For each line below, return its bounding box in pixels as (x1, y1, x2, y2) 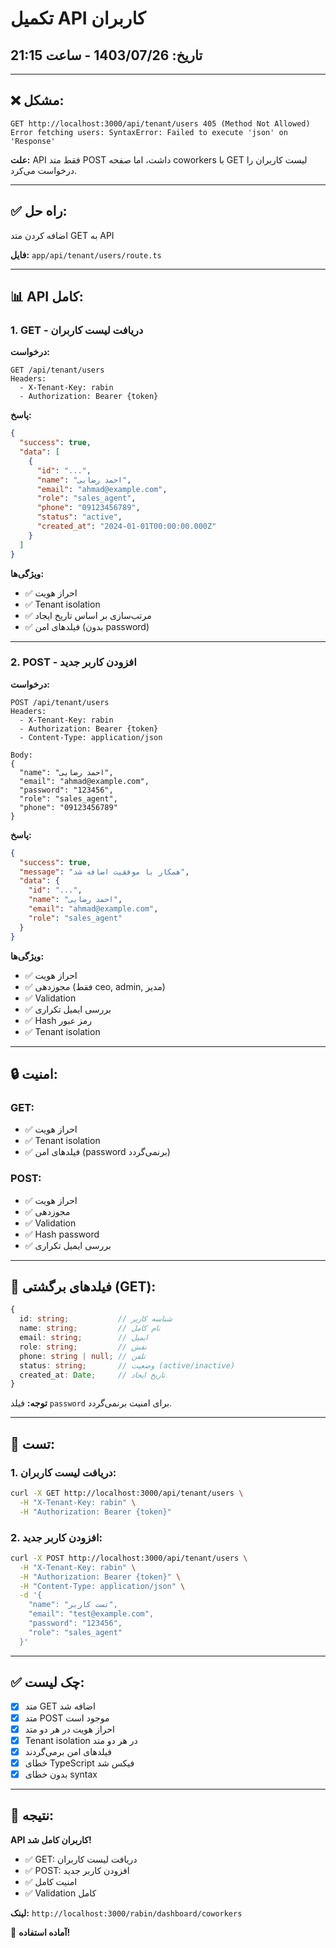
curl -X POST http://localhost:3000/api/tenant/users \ (10, 1553, 248, 1563)
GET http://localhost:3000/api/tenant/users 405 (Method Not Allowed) (10, 118, 311, 129)
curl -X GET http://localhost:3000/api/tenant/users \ (10, 1488, 244, 1498)
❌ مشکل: (10, 92, 65, 109)
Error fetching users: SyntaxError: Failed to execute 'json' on (10, 127, 288, 137)
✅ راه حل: (10, 203, 68, 220)
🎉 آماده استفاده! (10, 1926, 71, 1938)
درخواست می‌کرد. (10, 164, 78, 176)
